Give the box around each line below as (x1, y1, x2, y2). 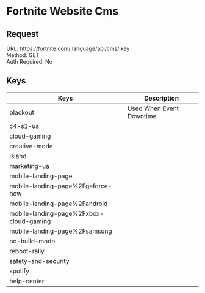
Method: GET (6, 51, 40, 59)
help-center (9, 276, 45, 285)
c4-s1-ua (9, 121, 40, 130)
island (9, 151, 27, 160)
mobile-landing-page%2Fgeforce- (9, 181, 112, 190)
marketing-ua (9, 161, 50, 170)
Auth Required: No (6, 58, 53, 65)
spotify (9, 267, 29, 275)
